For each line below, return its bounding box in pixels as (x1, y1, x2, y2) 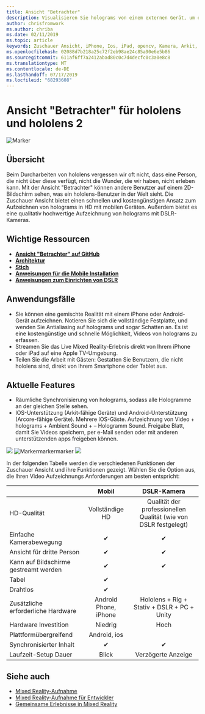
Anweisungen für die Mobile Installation (15, 270, 119, 277)
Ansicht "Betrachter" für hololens (6, 103, 181, 117)
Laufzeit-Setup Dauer (9, 650, 73, 659)
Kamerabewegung (9, 538, 62, 546)
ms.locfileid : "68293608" (6, 77, 72, 83)
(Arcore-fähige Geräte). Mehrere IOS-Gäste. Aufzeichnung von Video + (15, 415, 195, 423)
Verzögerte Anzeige (135, 650, 193, 659)
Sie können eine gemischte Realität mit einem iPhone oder (15, 310, 162, 318)
